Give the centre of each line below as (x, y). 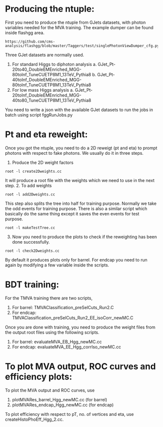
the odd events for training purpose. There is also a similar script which (76, 208)
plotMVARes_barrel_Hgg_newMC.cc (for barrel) (60, 399)
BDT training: (32, 285)
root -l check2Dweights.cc (32, 251)
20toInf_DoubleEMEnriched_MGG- (47, 95)
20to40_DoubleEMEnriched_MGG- (47, 69)
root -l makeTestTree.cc (30, 228)
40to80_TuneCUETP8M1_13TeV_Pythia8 (51, 100)
